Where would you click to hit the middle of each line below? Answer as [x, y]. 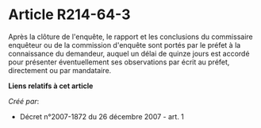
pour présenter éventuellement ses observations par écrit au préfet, [119, 62]
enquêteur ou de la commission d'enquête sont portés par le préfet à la [125, 45]
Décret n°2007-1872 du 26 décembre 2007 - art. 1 [102, 116]
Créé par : [24, 101]
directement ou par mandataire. [60, 70]
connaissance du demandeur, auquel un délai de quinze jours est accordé [129, 53]
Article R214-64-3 [69, 15]
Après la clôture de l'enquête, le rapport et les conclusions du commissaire [130, 37]
